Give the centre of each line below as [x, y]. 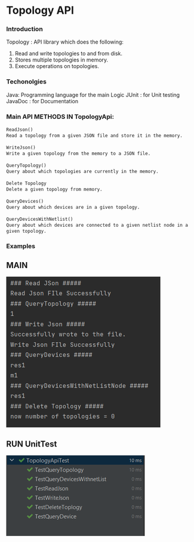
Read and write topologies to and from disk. [69, 54]
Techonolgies [26, 82]
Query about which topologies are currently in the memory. [83, 172]
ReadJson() [20, 130]
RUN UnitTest [32, 444]
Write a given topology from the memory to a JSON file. [78, 154]
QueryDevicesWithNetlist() [40, 219]
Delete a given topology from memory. [54, 190]
